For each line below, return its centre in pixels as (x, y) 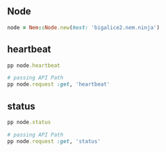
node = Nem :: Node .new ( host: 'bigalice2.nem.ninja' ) (83, 27)
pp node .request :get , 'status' (54, 141)
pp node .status (29, 122)
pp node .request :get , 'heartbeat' (59, 84)
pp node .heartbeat (34, 66)
